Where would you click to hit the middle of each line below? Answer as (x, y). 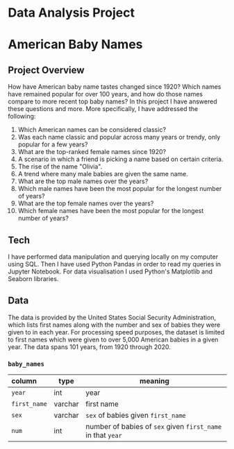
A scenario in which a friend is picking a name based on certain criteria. (120, 159)
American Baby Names (75, 45)
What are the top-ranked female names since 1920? (92, 152)
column (24, 381)
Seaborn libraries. (33, 279)
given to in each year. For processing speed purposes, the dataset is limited (116, 332)
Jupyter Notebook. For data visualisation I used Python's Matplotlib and (110, 271)
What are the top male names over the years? (83, 181)
